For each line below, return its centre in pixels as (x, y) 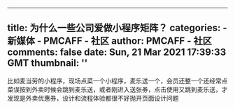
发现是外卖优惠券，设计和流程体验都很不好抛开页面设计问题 (93, 98)
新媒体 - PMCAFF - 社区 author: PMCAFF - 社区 (109, 41)
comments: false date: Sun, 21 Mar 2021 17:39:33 (117, 52)
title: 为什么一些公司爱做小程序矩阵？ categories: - (117, 28)
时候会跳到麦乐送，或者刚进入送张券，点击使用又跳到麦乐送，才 (136, 89)
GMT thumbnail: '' (48, 63)
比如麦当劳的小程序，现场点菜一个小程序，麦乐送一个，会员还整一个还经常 (114, 81)
